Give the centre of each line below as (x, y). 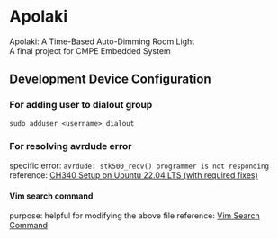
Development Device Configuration (110, 80)
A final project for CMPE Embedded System (90, 50)
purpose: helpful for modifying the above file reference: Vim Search (135, 216)
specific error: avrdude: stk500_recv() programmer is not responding (139, 165)
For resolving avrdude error (71, 146)
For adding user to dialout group (81, 105)
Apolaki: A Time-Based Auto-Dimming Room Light (102, 41)
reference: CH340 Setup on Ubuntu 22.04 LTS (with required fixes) (134, 175)
